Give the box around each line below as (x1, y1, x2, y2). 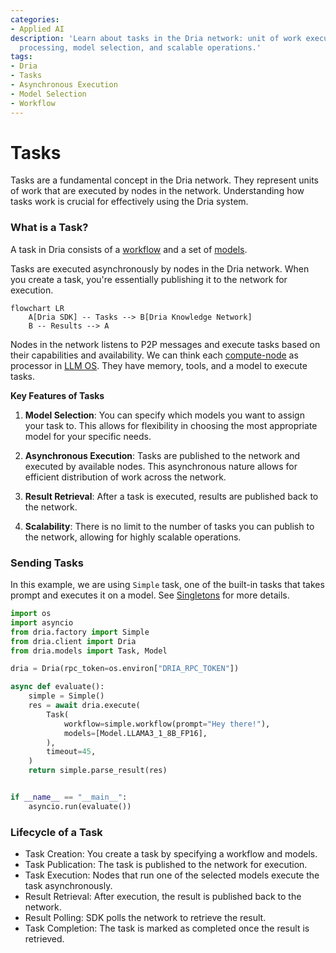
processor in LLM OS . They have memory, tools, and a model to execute (10, 359, 308, 371)
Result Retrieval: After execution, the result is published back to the (24, 891, 302, 903)
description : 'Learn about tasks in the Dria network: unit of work (10, 33, 302, 43)
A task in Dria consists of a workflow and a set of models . (10, 243, 248, 255)
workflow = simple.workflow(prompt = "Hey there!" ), (63, 719, 271, 729)
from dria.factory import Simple (10, 627, 150, 637)
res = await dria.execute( (28, 701, 141, 711)
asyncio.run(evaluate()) (28, 801, 132, 811)
